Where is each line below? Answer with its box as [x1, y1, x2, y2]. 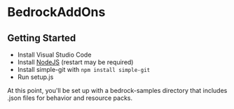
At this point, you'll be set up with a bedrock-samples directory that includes [7, 87, 228, 94]
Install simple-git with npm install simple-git [17, 66, 151, 73]
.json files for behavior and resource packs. [7, 94, 133, 102]
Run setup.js [17, 73, 54, 81]
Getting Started [7, 32, 76, 44]
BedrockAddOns [7, 4, 106, 20]
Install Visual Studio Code [17, 50, 92, 59]
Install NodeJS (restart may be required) [17, 58, 134, 66]
